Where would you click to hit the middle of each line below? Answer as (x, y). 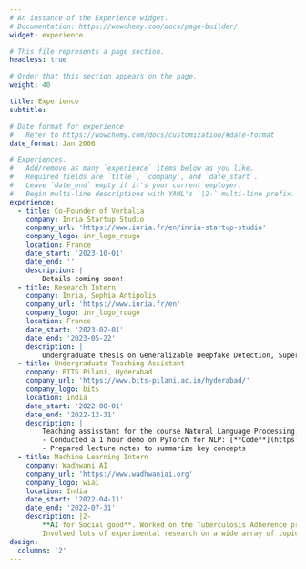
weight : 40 (30, 85)
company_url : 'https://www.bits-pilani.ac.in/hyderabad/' (138, 381)
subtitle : (28, 110)
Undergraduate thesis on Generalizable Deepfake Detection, (158, 355)
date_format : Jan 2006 (52, 143)
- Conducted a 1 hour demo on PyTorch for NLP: (134, 440)
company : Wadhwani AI (66, 465)
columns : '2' (42, 550)
